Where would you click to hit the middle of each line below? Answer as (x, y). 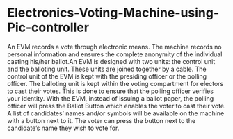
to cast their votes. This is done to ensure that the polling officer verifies (111, 91)
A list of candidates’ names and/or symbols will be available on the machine (116, 113)
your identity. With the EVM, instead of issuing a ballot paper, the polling (111, 98)
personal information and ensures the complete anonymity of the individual (115, 54)
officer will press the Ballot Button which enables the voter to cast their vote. (116, 106)
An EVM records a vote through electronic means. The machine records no (114, 47)
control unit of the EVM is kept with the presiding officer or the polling (107, 76)
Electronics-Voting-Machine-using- (113, 13)
